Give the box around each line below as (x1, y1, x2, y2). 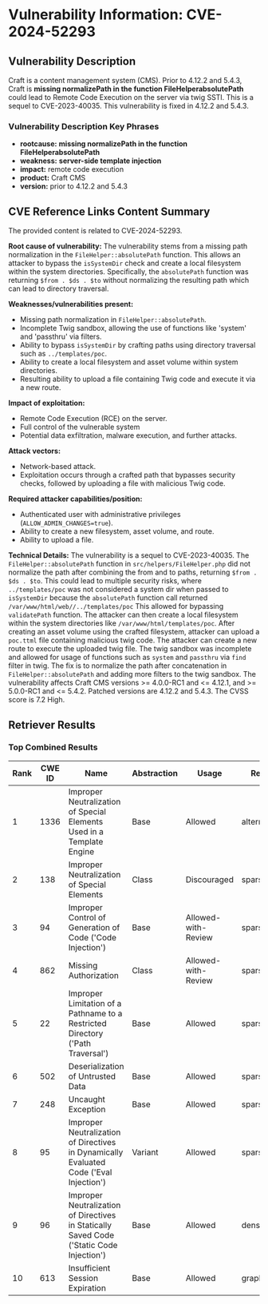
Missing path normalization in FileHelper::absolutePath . (19, 315, 207, 324)
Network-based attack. (19, 462, 97, 471)
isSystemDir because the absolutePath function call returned (8, 593, 208, 602)
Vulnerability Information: (8, 6, 183, 24)
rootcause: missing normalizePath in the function (19, 139, 187, 149)
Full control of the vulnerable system (19, 422, 140, 432)
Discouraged (185, 873, 234, 885)
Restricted (68, 1017, 107, 1028)
